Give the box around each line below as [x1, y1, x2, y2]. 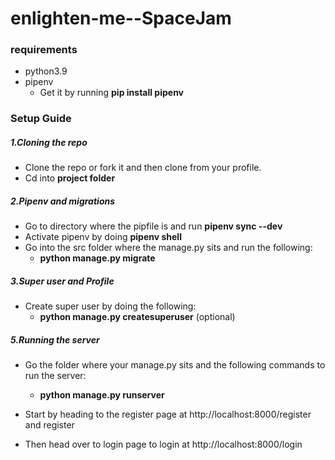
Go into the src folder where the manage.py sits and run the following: [24, 242, 313, 254]
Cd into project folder [24, 172, 116, 184]
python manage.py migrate [39, 252, 156, 264]
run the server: [24, 370, 87, 382]
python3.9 [24, 65, 68, 77]
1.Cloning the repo [10, 137, 88, 148]
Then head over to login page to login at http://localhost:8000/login [24, 438, 303, 451]
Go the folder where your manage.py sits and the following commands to [24, 359, 326, 371]
